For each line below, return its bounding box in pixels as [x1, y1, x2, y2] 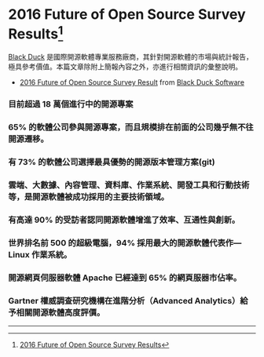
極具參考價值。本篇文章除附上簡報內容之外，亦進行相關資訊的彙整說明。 [8, 62, 242, 71]
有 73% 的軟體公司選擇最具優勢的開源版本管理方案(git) [8, 157, 215, 168]
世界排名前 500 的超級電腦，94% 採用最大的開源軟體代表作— [8, 237, 242, 248]
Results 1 [8, 22, 64, 43]
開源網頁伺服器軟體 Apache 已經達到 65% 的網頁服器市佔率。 [8, 272, 242, 283]
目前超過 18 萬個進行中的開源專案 [8, 99, 134, 110]
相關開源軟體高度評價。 [16, 307, 105, 318]
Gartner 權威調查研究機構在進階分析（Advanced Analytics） [8, 295, 240, 306]
